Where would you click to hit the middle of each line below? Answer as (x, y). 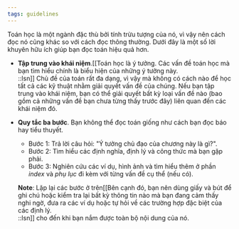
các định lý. (34, 210)
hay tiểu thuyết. (41, 129)
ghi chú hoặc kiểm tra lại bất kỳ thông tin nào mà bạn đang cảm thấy (118, 195)
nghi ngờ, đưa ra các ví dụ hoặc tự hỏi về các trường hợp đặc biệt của (120, 203)
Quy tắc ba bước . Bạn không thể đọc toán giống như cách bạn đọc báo (122, 122)
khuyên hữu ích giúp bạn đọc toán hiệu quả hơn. (78, 49)
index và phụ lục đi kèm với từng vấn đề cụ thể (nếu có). (111, 174)
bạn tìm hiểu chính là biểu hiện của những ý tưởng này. (98, 70)
